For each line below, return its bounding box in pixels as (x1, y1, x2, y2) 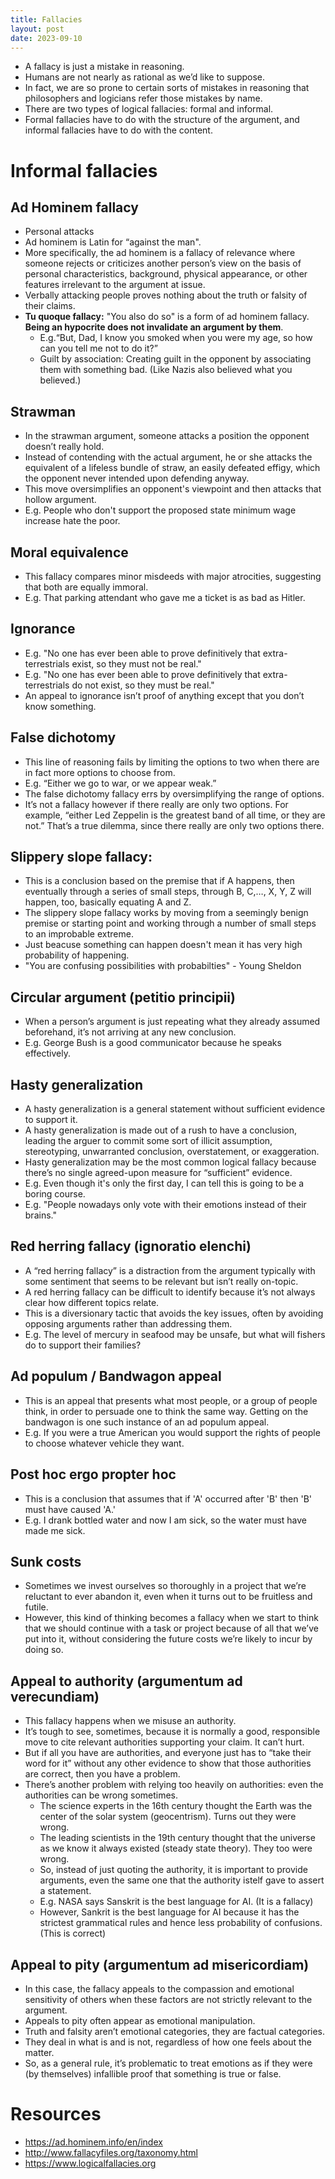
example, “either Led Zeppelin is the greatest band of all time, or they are (24, 809, 326, 821)
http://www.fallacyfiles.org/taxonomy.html (24, 2146, 198, 2158)
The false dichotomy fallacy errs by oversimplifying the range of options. (24, 787, 325, 800)
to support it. (24, 1114, 78, 1126)
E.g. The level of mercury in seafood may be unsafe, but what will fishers (24, 1328, 326, 1340)
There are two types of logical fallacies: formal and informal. (24, 103, 274, 115)
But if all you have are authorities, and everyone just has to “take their (24, 1747, 312, 1759)
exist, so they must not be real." (71, 657, 202, 670)
